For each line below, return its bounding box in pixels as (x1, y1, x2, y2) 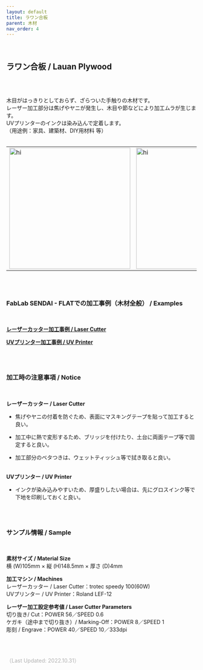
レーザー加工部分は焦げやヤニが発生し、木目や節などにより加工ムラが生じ (6, 104, 192, 112)
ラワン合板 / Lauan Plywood (6, 61, 112, 71)
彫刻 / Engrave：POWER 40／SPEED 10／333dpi (6, 626, 127, 633)
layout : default (6, 8, 47, 15)
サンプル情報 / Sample (6, 528, 71, 536)
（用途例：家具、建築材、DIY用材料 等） (6, 127, 107, 134)
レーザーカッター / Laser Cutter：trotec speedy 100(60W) (6, 582, 150, 590)
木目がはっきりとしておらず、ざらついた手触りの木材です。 (6, 97, 153, 104)
